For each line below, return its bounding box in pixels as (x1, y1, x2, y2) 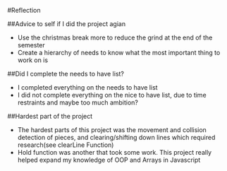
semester (17, 41, 46, 49)
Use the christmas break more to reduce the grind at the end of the (17, 33, 213, 42)
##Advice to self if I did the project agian (7, 20, 125, 28)
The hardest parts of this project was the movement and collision (17, 126, 207, 134)
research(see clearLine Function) (17, 141, 114, 149)
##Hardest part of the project (7, 112, 93, 120)
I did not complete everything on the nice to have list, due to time (17, 91, 207, 99)
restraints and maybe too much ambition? (17, 98, 139, 107)
